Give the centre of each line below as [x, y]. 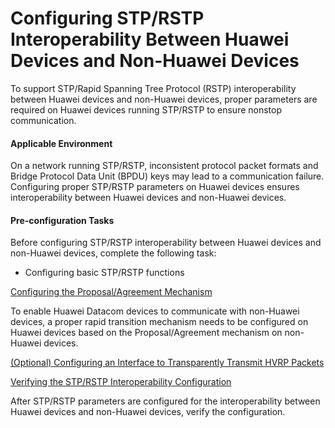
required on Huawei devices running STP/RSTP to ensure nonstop [146, 109]
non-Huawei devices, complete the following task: [113, 253]
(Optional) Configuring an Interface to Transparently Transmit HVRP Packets [167, 363]
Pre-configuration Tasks [62, 220]
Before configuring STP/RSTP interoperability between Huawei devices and [166, 243]
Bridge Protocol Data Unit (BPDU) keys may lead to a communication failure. [167, 176]
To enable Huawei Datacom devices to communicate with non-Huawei [155, 311]
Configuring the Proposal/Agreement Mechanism [111, 292]
